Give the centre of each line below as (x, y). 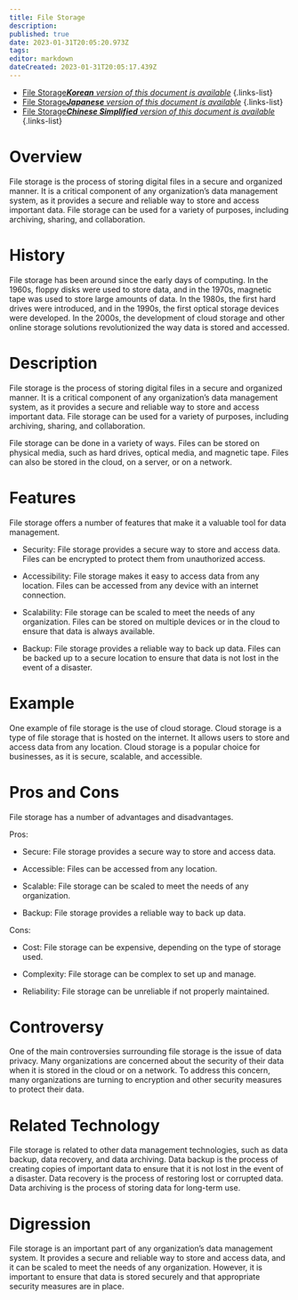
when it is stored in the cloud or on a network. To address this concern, (140, 1070)
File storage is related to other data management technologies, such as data (149, 1150)
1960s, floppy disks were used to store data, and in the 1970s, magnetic (141, 289)
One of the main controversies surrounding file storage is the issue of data (145, 1052)
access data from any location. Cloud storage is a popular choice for (135, 747)
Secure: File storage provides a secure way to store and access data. (149, 851)
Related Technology (85, 1125)
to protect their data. (47, 1089)
